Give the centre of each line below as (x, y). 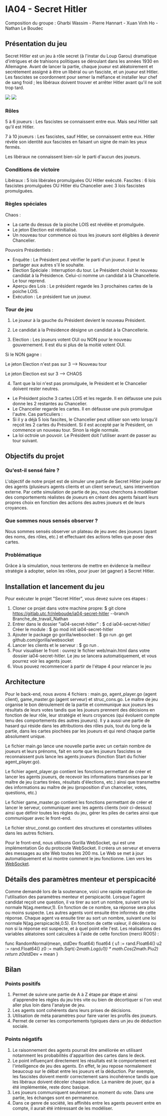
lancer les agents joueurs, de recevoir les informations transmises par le (79, 777)
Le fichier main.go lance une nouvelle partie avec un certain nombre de (78, 746)
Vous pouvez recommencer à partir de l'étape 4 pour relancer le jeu (82, 666)
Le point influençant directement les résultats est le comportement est (84, 1060)
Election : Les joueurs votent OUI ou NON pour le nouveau (72, 339)
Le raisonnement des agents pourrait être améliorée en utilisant (77, 1050)
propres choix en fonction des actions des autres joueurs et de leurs (75, 502)
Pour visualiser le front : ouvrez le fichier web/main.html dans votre (81, 651)
